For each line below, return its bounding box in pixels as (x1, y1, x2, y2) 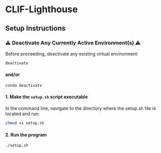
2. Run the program (5, 132, 47, 138)
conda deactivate (5, 83, 42, 88)
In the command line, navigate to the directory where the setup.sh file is (5, 106, 156, 112)
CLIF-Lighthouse (5, 4, 78, 15)
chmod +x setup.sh (5, 121, 44, 126)
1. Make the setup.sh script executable (5, 94, 88, 100)
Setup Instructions (5, 24, 66, 33)
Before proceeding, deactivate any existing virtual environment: (5, 50, 139, 57)
